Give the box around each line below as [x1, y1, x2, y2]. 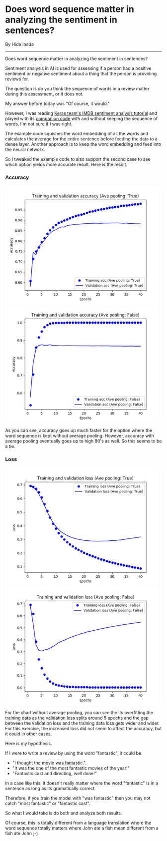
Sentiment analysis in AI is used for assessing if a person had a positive [5, 65, 152, 71]
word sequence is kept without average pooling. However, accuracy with [5, 433, 154, 439]
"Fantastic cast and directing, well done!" [12, 770, 97, 776]
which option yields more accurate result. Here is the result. [5, 161, 128, 167]
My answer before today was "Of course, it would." [5, 100, 110, 106]
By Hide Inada [5, 41, 34, 47]
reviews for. [5, 76, 29, 82]
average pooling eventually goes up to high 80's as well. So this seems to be [5, 438, 162, 444]
